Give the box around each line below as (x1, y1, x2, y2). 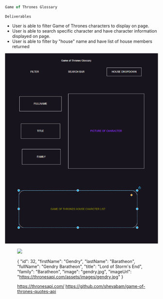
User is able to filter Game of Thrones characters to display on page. (12, 23, 149, 29)
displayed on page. (12, 33, 50, 39)
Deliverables (5, 14, 32, 19)
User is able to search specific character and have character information (12, 28, 157, 34)
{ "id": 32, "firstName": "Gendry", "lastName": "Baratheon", (17, 259, 135, 264)
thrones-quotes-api (17, 289, 57, 295)
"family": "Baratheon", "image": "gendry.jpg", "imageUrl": (17, 269, 132, 275)
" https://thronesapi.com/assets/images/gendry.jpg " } (17, 274, 124, 280)
